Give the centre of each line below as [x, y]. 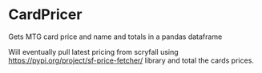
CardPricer [45, 15]
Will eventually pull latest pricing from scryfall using [93, 52]
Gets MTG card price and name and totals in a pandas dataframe [115, 36]
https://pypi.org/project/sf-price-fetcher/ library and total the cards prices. [131, 60]
